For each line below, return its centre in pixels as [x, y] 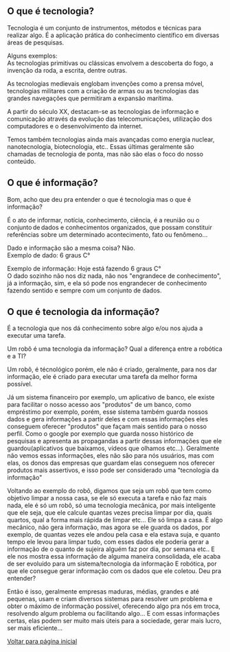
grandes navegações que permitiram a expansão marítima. [90, 98]
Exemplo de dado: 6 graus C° [49, 255]
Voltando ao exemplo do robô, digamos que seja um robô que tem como [109, 491]
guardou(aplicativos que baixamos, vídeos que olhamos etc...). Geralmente [113, 448]
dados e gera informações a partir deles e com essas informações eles [107, 419]
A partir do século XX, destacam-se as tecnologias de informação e [103, 111]
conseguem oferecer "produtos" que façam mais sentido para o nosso [107, 427]
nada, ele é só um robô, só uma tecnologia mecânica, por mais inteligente [112, 505]
